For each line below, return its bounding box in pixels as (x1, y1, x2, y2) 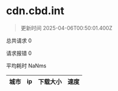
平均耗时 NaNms (6, 62, 47, 69)
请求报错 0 (6, 49, 32, 57)
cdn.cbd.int (6, 4, 65, 18)
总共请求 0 (6, 37, 32, 44)
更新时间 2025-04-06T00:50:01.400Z (20, 24, 113, 31)
